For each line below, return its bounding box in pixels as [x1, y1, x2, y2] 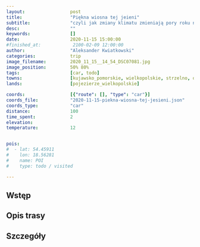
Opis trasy [6, 211, 46, 221]
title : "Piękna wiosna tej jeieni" [6, 14, 140, 20]
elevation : [6, 119, 33, 125]
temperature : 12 [6, 125, 76, 131]
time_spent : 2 [6, 114, 73, 120]
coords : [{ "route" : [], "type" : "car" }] [6, 92, 151, 98]
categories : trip [6, 53, 82, 59]
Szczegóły [6, 231, 46, 241]
